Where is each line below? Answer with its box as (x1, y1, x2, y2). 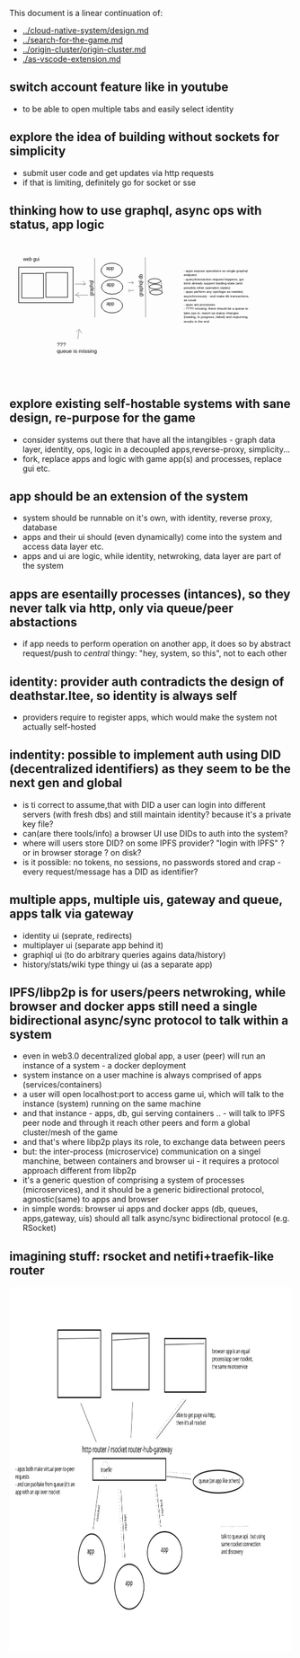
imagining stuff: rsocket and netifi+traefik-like (9, 1248, 275, 1263)
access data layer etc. (22, 541, 105, 552)
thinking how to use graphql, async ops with (9, 203, 262, 218)
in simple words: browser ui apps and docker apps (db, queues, (22, 1203, 259, 1214)
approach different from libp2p (22, 1166, 137, 1176)
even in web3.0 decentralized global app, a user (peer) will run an (22, 1051, 266, 1061)
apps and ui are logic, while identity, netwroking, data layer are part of (22, 551, 282, 562)
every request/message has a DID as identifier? (22, 866, 199, 877)
